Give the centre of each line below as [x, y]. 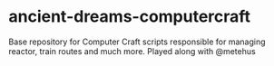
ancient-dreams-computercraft [130, 17]
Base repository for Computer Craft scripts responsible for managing [137, 42]
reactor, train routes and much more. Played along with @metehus [132, 51]
